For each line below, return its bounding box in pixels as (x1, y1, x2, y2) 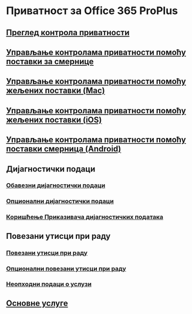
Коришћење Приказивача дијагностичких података (6, 213, 163, 221)
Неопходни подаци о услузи (6, 280, 92, 288)
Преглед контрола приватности (6, 28, 130, 38)
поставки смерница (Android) (6, 144, 122, 154)
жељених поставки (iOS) (6, 114, 102, 124)
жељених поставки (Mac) (6, 86, 105, 96)
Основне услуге (6, 298, 69, 308)
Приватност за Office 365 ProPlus (6, 4, 178, 18)
